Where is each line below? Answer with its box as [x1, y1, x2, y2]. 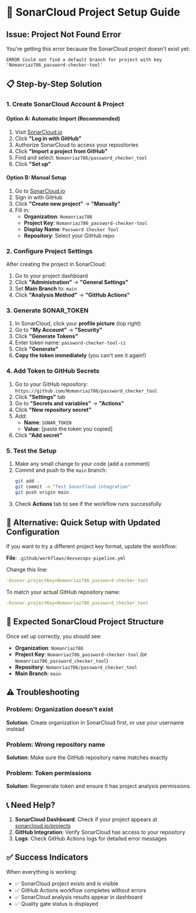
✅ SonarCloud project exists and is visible [14, 879, 119, 887]
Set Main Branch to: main [14, 285, 77, 292]
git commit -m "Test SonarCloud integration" [14, 483, 131, 490]
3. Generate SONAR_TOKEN [6, 306, 89, 315]
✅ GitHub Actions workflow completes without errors [14, 887, 147, 894]
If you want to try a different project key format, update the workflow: [6, 543, 177, 550]
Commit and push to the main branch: [14, 466, 107, 474]
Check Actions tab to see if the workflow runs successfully [14, 500, 162, 507]
